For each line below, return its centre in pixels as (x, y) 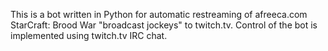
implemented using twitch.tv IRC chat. (89, 35)
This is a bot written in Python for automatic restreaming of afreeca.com (159, 14)
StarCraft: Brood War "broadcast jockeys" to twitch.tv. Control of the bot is (164, 25)
